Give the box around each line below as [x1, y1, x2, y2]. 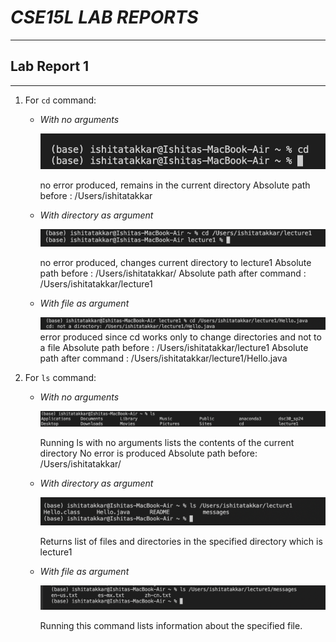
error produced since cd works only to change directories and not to [39, 331, 322, 343]
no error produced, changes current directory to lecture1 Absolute [39, 257, 312, 269]
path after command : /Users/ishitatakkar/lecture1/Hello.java [39, 352, 288, 365]
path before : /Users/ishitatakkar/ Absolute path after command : [39, 267, 307, 280]
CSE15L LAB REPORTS [10, 6, 199, 29]
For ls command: [24, 372, 97, 384]
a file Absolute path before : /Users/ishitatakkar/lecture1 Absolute [39, 342, 309, 354]
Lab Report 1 [10, 58, 90, 75]
